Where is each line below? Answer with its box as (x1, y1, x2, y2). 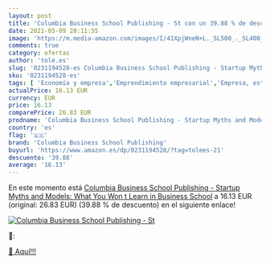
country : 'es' (8, 124, 56, 132)
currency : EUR (8, 94, 56, 102)
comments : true (8, 42, 59, 50)
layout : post (8, 11, 52, 20)
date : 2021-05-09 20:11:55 (8, 26, 99, 35)
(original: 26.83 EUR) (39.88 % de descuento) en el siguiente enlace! (8, 200, 235, 209)
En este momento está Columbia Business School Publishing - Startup (8, 183, 241, 193)
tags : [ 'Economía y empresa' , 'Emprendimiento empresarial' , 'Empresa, (8, 79, 250, 87)
